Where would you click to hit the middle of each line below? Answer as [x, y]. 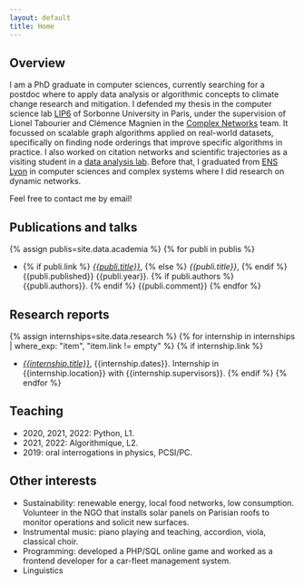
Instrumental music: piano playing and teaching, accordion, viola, [144, 531]
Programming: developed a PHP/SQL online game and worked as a [148, 551]
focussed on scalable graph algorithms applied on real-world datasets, [142, 133]
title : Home [32, 26]
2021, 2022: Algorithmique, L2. [80, 443]
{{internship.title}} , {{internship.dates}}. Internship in [121, 363]
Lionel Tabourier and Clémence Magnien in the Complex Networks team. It [149, 123]
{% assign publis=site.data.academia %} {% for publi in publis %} [132, 249]
